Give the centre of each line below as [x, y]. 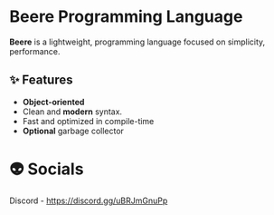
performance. [35, 51]
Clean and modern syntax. [72, 112]
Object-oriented [53, 102]
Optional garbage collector [73, 131]
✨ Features [41, 80]
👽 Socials [47, 169]
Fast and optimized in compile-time [88, 121]
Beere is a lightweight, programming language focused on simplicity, [137, 42]
